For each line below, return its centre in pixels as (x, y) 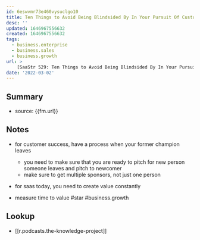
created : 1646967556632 (36, 34)
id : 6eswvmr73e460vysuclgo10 (42, 12)
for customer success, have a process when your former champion (97, 144)
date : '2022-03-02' (30, 73)
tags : (13, 39)
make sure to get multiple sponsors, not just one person (92, 174)
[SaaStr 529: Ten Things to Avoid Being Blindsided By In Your (97, 67)
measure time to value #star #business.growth (72, 198)
